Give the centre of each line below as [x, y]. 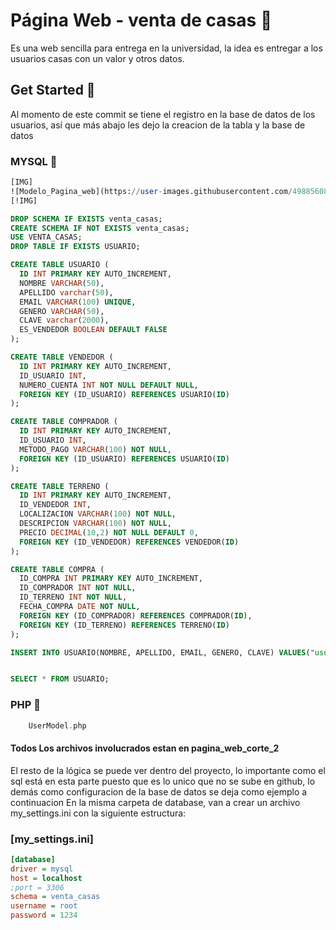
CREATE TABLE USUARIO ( [60, 265]
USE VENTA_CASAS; [46, 237]
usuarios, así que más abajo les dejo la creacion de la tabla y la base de [158, 125]
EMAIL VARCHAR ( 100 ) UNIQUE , [78, 302]
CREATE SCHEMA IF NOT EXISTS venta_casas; [100, 228]
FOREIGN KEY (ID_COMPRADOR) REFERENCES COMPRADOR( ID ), [136, 615]
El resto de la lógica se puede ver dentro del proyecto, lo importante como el [168, 770]
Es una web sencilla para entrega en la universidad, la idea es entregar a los [166, 48]
